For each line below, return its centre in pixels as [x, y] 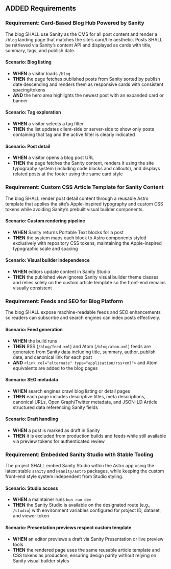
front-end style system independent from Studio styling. [64, 476]
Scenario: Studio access [32, 488]
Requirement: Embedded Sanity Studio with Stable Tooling [79, 454]
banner [20, 100]
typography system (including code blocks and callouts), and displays [86, 169]
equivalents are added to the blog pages [55, 368]
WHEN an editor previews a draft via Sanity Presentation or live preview [88, 539]
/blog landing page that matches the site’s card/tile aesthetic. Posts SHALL [84, 39]
